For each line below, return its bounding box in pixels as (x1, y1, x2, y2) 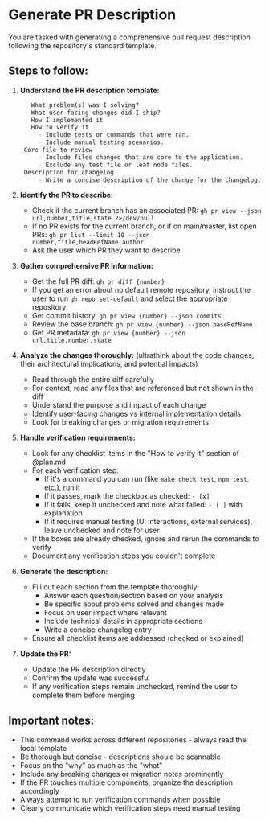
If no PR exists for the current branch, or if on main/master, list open (31, 221, 257, 231)
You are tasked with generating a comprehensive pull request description (8, 32, 251, 42)
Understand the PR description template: (19, 85, 160, 95)
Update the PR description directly (31, 665, 146, 675)
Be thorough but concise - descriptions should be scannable (19, 752, 221, 761)
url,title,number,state (31, 336, 112, 345)
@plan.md (31, 457, 67, 467)
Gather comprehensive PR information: (19, 261, 154, 271)
